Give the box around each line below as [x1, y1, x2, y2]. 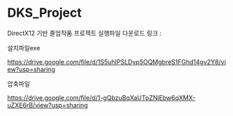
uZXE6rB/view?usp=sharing [7, 101, 88, 109]
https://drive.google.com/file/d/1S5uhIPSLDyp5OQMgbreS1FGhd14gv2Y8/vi [7, 57, 226, 66]
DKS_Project [7, 5, 82, 21]
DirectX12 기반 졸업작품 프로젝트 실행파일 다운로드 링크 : [7, 29, 162, 37]
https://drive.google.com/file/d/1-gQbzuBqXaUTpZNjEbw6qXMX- [7, 93, 196, 102]
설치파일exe [7, 43, 41, 52]
